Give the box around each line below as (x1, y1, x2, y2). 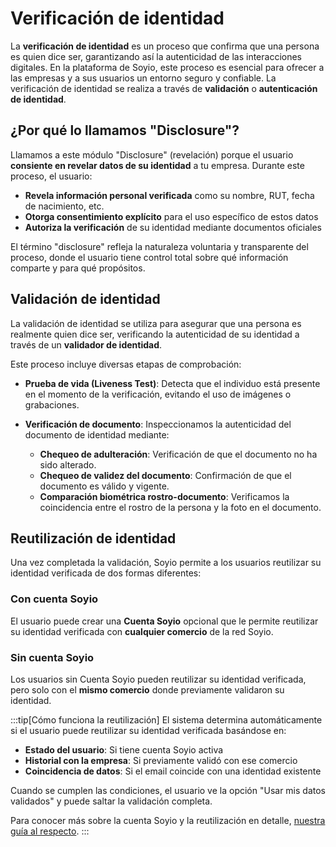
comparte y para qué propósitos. (10, 262, 146, 274)
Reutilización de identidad (10, 530, 177, 547)
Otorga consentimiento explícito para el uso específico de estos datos (24, 210, 319, 222)
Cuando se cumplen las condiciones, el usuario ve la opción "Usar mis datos (10, 784, 326, 796)
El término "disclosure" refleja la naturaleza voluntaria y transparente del (10, 240, 309, 252)
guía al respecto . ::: (10, 825, 90, 837)
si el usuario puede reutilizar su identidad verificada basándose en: (10, 724, 287, 736)
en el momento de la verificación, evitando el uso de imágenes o (24, 388, 292, 400)
